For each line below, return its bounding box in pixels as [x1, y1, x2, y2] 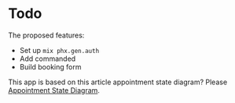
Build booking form [19, 62, 82, 71]
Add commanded [19, 54, 76, 63]
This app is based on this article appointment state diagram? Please [8, 77, 228, 87]
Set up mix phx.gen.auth [19, 45, 100, 55]
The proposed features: [8, 30, 85, 40]
